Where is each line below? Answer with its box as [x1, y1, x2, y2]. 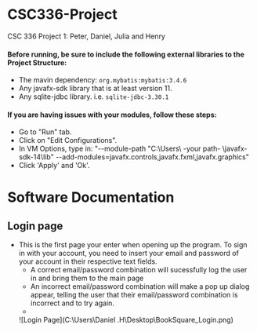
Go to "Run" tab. [18, 127, 72, 137]
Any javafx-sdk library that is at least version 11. [18, 84, 172, 93]
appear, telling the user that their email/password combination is [30, 290, 238, 300]
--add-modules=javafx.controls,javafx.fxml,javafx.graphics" [55, 152, 250, 162]
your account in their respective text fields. [18, 257, 157, 266]
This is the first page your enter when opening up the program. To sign [18, 240, 248, 250]
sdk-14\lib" [18, 152, 54, 162]
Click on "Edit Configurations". [18, 136, 118, 145]
